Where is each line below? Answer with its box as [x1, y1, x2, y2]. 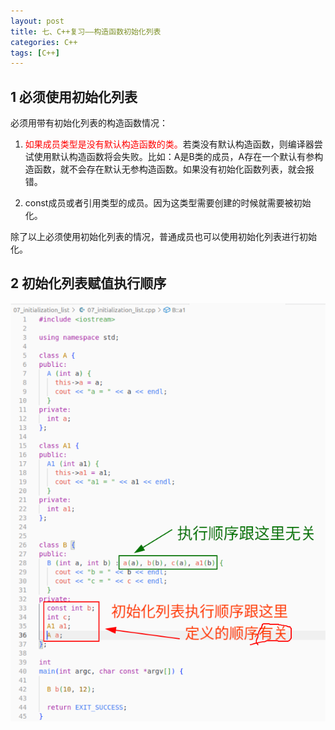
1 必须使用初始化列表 [10, 88, 138, 105]
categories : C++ [10, 37, 78, 47]
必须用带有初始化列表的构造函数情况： [10, 117, 168, 129]
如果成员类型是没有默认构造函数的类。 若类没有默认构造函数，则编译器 [24, 138, 315, 150]
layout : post [10, 16, 65, 26]
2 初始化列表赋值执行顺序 [10, 275, 167, 292]
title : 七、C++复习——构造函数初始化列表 [10, 26, 162, 37]
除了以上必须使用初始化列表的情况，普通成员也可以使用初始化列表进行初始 [10, 231, 317, 243]
